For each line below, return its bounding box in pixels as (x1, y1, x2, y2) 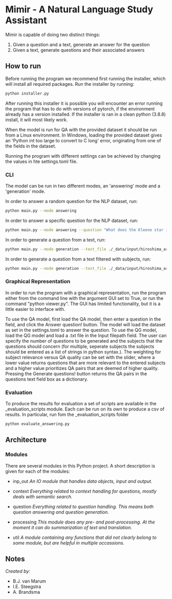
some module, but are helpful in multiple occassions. (12, 539, 124, 546)
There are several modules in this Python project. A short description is (5, 462, 155, 469)
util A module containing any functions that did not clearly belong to (12, 534, 157, 540)
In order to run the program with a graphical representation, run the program (5, 289, 166, 296)
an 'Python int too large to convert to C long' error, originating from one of (5, 137, 161, 143)
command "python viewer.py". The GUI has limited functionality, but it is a (5, 301, 161, 307)
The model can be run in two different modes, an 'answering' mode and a (5, 182, 160, 189)
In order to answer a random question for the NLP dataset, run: (5, 198, 138, 204)
